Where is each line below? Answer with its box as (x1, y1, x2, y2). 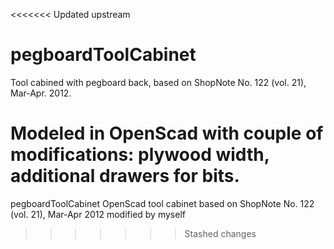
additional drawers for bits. (10, 165, 240, 188)
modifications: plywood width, (10, 144, 270, 166)
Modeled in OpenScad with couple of (10, 122, 324, 145)
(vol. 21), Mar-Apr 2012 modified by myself (10, 208, 186, 220)
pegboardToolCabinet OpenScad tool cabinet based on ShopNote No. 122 (10, 197, 315, 209)
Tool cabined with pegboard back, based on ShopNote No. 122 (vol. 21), (10, 76, 307, 88)
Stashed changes (184, 227, 257, 239)
